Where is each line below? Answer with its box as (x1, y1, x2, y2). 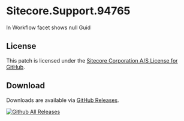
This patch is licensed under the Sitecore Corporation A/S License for (6, 57, 178, 64)
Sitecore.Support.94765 (6, 4, 131, 18)
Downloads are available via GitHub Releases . (6, 97, 119, 104)
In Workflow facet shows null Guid (6, 24, 91, 31)
